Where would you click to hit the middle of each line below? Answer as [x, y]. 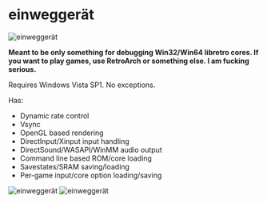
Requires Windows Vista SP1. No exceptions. [82, 85]
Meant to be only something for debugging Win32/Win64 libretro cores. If [133, 52]
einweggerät [51, 15]
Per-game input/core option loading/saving [91, 175]
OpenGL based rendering [62, 133]
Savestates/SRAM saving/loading [75, 166]
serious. [22, 69]
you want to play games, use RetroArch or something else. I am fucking [129, 61]
